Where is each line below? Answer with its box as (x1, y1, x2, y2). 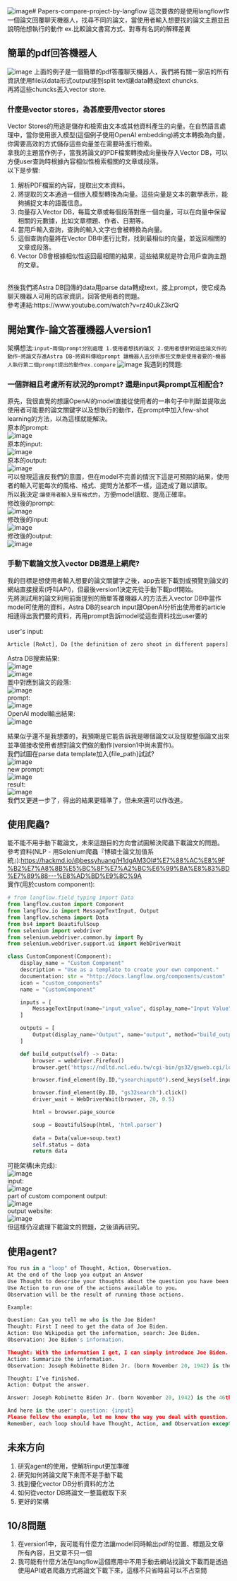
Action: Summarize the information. (7, 1355, 115, 1362)
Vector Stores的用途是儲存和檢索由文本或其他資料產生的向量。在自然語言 (7, 122, 220, 130)
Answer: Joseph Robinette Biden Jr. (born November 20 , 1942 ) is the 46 (7, 1394, 226, 1401)
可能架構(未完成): (7, 1162, 58, 1170)
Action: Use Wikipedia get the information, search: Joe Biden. (7, 1330, 200, 1337)
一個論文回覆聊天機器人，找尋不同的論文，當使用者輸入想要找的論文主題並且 (7, 16, 230, 24)
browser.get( (32, 1064, 71, 1071)
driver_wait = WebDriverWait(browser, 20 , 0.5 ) (32, 1096, 175, 1103)
